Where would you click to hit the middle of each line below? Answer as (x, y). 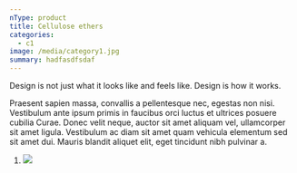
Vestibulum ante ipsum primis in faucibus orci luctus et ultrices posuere (143, 113)
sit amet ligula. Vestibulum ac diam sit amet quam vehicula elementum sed (148, 132)
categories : (32, 34)
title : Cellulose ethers (56, 26)
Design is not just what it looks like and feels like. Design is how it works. (145, 86)
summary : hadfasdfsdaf (52, 60)
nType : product (38, 18)
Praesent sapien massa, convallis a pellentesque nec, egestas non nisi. (142, 103)
